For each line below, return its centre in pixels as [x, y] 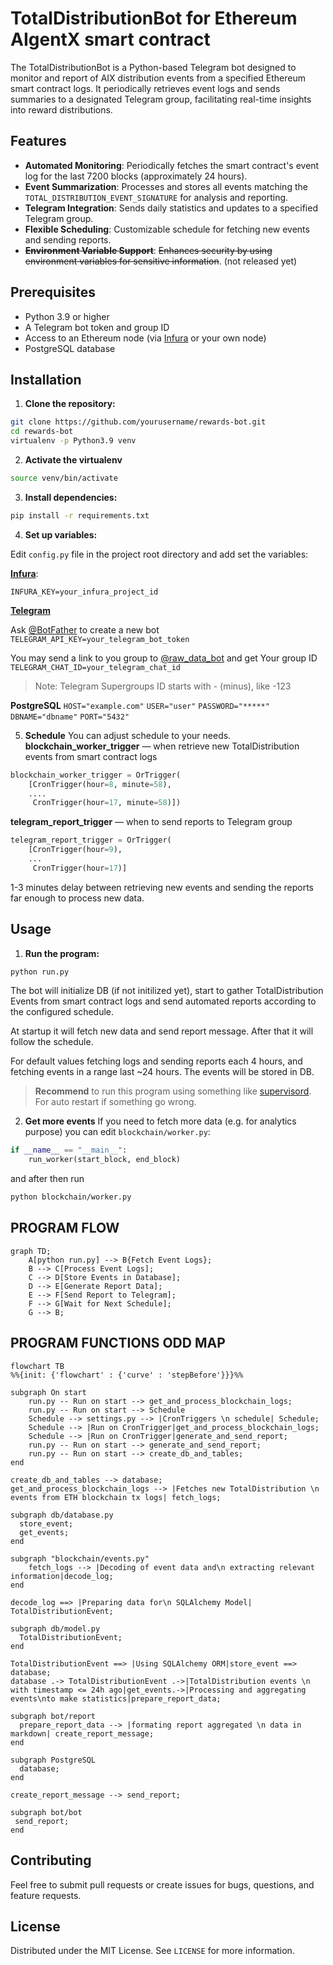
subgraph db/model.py [55, 1628]
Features [38, 141]
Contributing [51, 1860]
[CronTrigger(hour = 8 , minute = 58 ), [100, 784]
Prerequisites [53, 292]
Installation [46, 379]
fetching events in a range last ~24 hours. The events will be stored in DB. [162, 1072]
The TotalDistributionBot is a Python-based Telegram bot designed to [153, 67]
